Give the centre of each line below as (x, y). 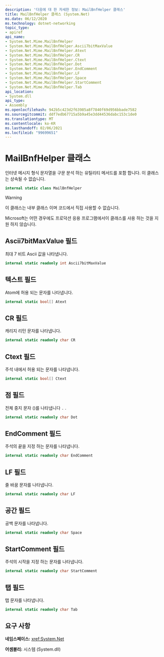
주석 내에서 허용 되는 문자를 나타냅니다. (42, 369)
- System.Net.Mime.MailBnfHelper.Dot (44, 64)
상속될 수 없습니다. (28, 179)
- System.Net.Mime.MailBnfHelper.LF (42, 73)
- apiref (14, 32)
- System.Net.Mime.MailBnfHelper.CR (42, 55)
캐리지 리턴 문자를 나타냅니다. (33, 331)
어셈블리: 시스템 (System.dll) (33, 649)
